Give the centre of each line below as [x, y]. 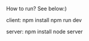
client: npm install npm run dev [44, 20]
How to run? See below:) [36, 9]
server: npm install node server [44, 31]
